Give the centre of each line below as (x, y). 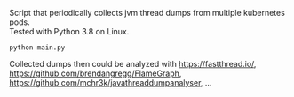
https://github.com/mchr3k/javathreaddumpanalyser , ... (111, 82)
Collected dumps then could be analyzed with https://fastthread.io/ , (133, 64)
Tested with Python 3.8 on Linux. (69, 31)
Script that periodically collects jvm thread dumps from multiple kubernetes (147, 13)
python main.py (37, 48)
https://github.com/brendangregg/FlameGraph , (95, 73)
